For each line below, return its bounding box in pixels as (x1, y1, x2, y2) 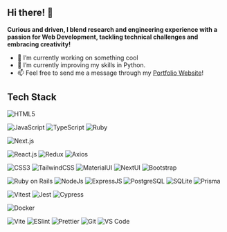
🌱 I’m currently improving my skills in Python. (17, 60, 146, 69)
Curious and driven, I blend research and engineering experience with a (7, 25, 218, 33)
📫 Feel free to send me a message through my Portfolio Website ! (17, 69, 204, 77)
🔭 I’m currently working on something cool (17, 53, 138, 62)
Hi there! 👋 (7, 7, 54, 19)
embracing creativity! (7, 39, 71, 48)
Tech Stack (7, 91, 57, 103)
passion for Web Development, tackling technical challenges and (7, 33, 199, 41)
